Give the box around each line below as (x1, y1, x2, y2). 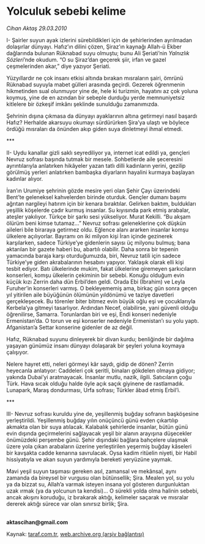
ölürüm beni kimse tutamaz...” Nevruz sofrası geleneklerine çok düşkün (6, 219, 187, 227)
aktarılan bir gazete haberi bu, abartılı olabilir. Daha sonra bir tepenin (6, 245, 179, 252)
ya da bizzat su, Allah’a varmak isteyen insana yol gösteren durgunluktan (6, 480, 190, 488)
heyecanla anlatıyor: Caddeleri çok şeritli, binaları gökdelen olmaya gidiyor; (6, 366, 196, 374)
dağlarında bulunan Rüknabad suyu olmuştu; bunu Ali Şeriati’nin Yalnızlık (6, 49, 190, 56)
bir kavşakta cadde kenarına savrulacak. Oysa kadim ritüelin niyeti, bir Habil (6, 449, 197, 456)
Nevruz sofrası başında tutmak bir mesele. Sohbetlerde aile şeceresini (6, 155, 183, 163)
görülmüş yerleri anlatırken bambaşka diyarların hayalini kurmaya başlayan (6, 168, 195, 176)
